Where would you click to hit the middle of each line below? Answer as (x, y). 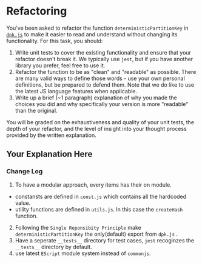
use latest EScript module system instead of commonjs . (83, 253)
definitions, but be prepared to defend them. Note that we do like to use (105, 85)
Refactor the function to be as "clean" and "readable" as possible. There (106, 72)
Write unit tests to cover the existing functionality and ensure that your (103, 52)
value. (23, 203)
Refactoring (37, 11)
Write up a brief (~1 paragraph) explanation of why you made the (96, 98)
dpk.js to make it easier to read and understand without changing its (92, 34)
